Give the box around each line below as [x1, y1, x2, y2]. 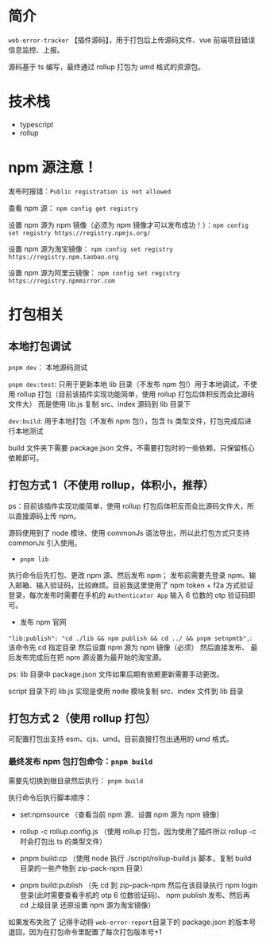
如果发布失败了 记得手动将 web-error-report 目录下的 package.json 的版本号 [8, 917, 256, 926]
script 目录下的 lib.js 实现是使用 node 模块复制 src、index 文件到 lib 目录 [8, 686, 244, 696]
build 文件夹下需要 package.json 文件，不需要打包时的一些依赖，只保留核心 [8, 443, 256, 452]
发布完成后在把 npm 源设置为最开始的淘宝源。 [14, 652, 166, 661]
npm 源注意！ [8, 158, 98, 177]
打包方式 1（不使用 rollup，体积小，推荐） [8, 478, 214, 492]
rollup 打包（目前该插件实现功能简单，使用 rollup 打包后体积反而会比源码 [17, 389, 255, 399]
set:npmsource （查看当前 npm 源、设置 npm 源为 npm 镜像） [19, 809, 224, 819]
